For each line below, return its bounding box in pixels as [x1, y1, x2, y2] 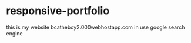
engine [6, 29, 23, 37]
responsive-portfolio [6, 4, 110, 18]
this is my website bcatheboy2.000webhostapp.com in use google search [6, 24, 185, 31]
